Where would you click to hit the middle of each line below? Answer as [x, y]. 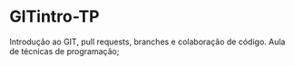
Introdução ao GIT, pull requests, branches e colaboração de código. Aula [147, 42]
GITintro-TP [54, 17]
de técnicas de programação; [64, 51]
